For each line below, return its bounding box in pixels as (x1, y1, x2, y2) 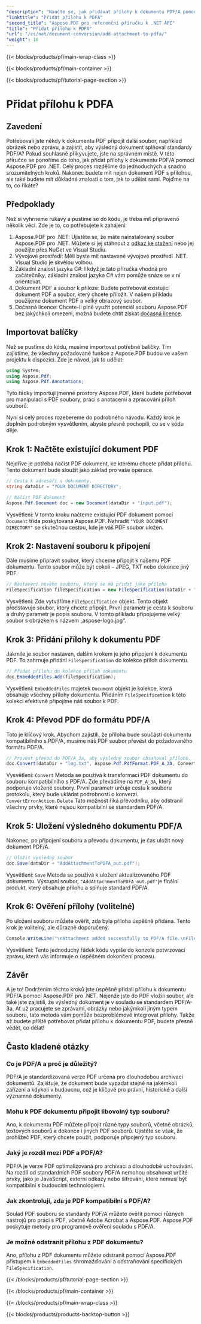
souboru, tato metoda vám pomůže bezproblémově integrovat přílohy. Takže (6, 1011, 194, 1018)
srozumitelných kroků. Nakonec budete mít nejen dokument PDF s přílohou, (6, 169, 193, 176)
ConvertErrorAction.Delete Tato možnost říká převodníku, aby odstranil (6, 797, 183, 805)
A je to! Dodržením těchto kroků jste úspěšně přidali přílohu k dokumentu (6, 986, 187, 993)
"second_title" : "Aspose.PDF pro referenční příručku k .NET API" (6, 20, 175, 26)
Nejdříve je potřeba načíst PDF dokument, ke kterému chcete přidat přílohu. (6, 460, 193, 467)
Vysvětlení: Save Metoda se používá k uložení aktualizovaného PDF (6, 871, 171, 878)
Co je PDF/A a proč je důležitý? (6, 1059, 98, 1068)
